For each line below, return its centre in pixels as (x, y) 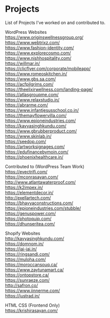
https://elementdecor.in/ (29, 193)
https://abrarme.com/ (27, 105)
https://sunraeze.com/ (27, 280)
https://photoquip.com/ (28, 219)
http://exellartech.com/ (28, 197)
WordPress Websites (26, 32)
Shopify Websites (23, 233)
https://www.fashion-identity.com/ (40, 48)
